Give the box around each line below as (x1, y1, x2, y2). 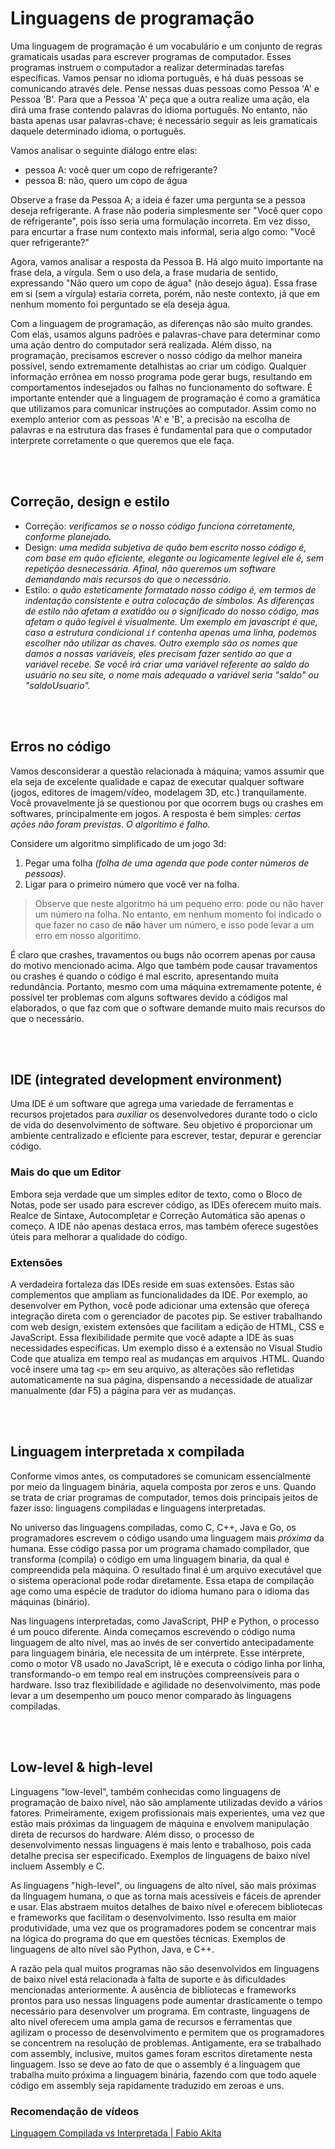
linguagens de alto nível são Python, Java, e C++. (10, 1943, 215, 1955)
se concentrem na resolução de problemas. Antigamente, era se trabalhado (10, 2037, 322, 2049)
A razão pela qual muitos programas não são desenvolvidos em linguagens (10, 1962, 320, 1974)
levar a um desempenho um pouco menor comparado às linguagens (10, 1689, 292, 1701)
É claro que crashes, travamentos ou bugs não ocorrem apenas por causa (10, 948, 316, 961)
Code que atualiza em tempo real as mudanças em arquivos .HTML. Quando (10, 1352, 325, 1364)
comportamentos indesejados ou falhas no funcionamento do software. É (10, 381, 313, 393)
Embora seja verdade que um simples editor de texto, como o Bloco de (10, 1188, 303, 1200)
